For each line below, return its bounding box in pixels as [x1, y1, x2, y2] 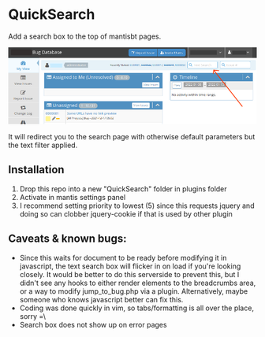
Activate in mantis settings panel [19, 192, 126, 202]
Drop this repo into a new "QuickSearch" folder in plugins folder [19, 183, 227, 194]
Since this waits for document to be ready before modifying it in [19, 253, 227, 262]
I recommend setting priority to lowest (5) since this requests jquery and [19, 201, 255, 210]
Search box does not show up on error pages [19, 320, 167, 329]
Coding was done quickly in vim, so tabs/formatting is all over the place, [19, 303, 255, 313]
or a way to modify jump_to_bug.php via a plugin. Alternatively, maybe [19, 286, 248, 296]
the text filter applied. [8, 140, 78, 150]
